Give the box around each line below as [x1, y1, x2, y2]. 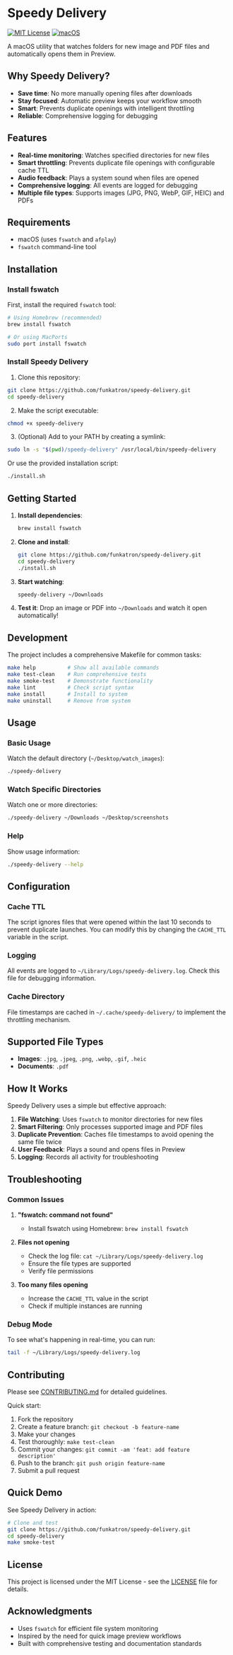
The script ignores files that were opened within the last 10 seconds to [7, 918, 212, 927]
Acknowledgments [7, 1605, 93, 1617]
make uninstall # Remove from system [7, 697, 131, 704]
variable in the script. [7, 933, 69, 941]
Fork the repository [17, 1414, 74, 1424]
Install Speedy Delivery [7, 357, 89, 367]
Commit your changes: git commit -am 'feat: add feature [17, 1445, 191, 1453]
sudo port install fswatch [7, 340, 87, 348]
